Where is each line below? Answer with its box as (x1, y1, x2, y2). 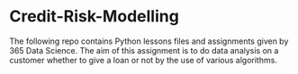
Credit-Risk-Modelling (9, 6, 180, 27)
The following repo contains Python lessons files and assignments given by (9, 36, 289, 46)
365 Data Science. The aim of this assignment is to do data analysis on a (9, 45, 279, 55)
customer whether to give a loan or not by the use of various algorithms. (9, 54, 277, 65)
